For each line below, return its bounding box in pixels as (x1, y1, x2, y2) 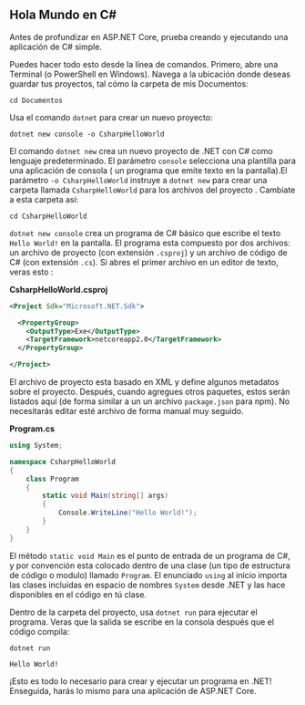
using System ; (9, 441, 64, 451)
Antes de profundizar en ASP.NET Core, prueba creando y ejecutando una (9, 31, 289, 42)
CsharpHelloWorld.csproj (9, 284, 108, 295)
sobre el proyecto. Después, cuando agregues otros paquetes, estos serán (9, 387, 290, 398)
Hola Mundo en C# (9, 7, 117, 23)
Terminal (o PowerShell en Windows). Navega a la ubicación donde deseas (9, 68, 291, 79)
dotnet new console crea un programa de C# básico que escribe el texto (9, 227, 281, 238)
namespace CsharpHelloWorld (9, 457, 117, 466)
